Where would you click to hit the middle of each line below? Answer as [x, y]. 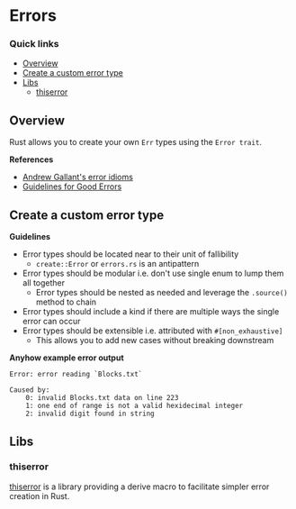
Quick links [35, 44]
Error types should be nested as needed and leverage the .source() [161, 293]
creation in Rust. [40, 495]
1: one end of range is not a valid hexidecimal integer [135, 406]
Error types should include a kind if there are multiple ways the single [151, 312]
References [31, 159]
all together [44, 283]
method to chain [66, 302]
